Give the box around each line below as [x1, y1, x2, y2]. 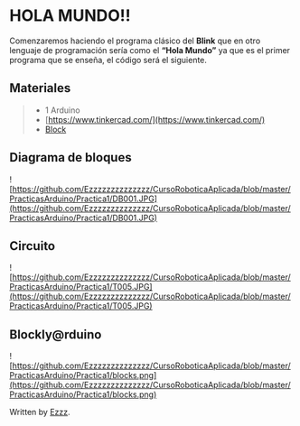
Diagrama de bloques [9, 150, 133, 165]
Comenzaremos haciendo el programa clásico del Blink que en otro [9, 35, 261, 46]
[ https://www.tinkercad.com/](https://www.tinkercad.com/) [44, 114, 266, 125]
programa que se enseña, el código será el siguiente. [9, 54, 208, 65]
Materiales [9, 80, 71, 96]
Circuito [9, 238, 56, 254]
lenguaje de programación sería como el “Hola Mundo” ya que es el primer [9, 44, 291, 55]
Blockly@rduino [9, 327, 102, 342]
